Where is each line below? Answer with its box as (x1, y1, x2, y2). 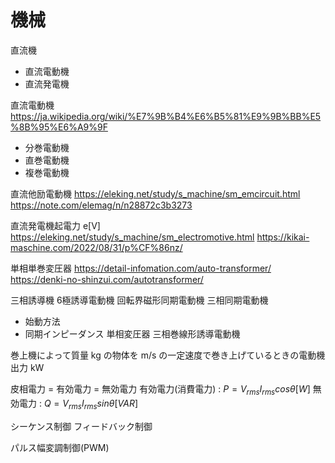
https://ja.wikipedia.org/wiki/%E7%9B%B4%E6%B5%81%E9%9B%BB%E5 (10, 110, 322, 122)
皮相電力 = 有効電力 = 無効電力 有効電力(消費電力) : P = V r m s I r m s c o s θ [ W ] (10, 382, 311, 397)
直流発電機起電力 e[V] (10, 219, 101, 231)
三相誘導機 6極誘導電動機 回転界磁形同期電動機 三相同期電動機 (10, 294, 269, 306)
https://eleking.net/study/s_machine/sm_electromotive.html (10, 231, 255, 243)
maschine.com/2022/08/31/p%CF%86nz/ (10, 241, 183, 253)
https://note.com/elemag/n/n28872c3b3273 (10, 199, 193, 211)
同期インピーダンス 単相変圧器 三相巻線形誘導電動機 (24, 327, 241, 340)
